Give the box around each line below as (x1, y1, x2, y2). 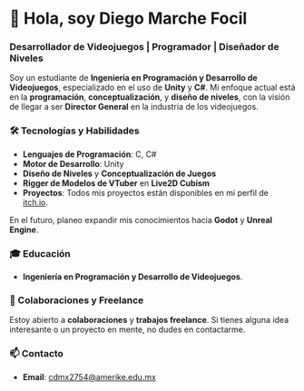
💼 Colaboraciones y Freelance (9, 294, 144, 307)
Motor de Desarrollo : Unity (22, 158, 124, 169)
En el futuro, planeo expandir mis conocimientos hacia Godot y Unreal (9, 214, 273, 225)
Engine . (9, 224, 39, 235)
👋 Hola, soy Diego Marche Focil (9, 8, 248, 29)
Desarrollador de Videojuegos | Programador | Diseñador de (9, 41, 279, 54)
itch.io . (22, 197, 48, 208)
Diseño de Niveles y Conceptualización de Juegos (22, 168, 217, 179)
